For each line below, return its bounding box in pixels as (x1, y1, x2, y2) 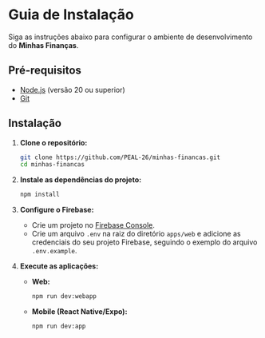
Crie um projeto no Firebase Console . (31, 221, 156, 230)
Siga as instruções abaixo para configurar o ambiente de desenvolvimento (8, 32, 253, 42)
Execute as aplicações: (19, 261, 99, 271)
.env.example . (31, 246, 77, 256)
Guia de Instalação (8, 6, 134, 24)
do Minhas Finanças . (8, 40, 79, 50)
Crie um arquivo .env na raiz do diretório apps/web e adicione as (31, 229, 241, 239)
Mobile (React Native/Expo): (31, 307, 128, 316)
